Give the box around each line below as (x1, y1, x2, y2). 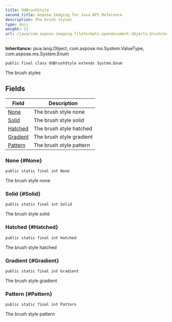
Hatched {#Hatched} (5, 224, 58, 231)
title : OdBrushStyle (5, 7, 50, 13)
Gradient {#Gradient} (5, 257, 59, 264)
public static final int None (5, 168, 70, 174)
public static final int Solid (5, 202, 72, 207)
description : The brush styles (5, 17, 72, 22)
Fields (5, 84, 26, 93)
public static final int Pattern (5, 302, 77, 307)
